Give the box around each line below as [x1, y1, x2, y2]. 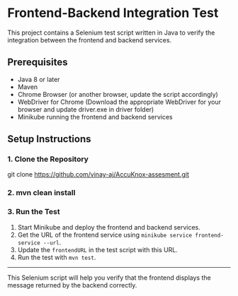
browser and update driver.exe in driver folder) [17, 105, 154, 114]
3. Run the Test [7, 207, 60, 217]
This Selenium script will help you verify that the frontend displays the [7, 273, 211, 282]
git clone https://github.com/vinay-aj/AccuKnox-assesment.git [7, 170, 190, 179]
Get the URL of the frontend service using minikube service [17, 230, 193, 239]
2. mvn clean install [7, 188, 76, 198]
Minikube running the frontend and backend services [17, 112, 174, 121]
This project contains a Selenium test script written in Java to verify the [7, 28, 215, 37]
